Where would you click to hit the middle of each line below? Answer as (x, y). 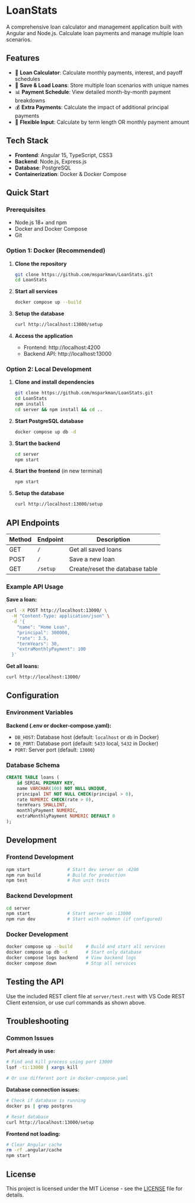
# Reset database (28, 1117)
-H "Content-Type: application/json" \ (61, 616)
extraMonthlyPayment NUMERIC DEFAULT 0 (66, 816)
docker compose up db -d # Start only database (74, 953)
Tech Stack (27, 141)
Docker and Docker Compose (51, 229)
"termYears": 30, (38, 644)
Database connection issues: (43, 1090)
